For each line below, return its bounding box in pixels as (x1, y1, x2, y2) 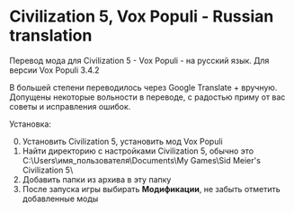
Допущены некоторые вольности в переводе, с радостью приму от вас (9, 92, 286, 102)
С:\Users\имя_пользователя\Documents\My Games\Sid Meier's (22, 155, 261, 165)
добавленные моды (22, 193, 99, 204)
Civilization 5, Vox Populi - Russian (9, 6, 274, 27)
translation (9, 25, 93, 46)
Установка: (9, 119, 52, 129)
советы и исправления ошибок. (9, 101, 131, 111)
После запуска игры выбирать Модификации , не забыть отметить (22, 183, 281, 194)
